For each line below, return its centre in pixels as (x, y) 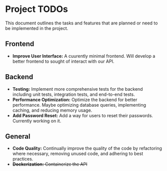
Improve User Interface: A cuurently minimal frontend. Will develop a (84, 56)
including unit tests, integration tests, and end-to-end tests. (73, 94)
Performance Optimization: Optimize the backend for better (75, 99)
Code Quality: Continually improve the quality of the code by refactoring (87, 149)
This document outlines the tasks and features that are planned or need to (81, 23)
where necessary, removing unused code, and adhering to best (78, 154)
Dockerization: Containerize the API (50, 164)
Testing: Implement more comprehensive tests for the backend (78, 89)
